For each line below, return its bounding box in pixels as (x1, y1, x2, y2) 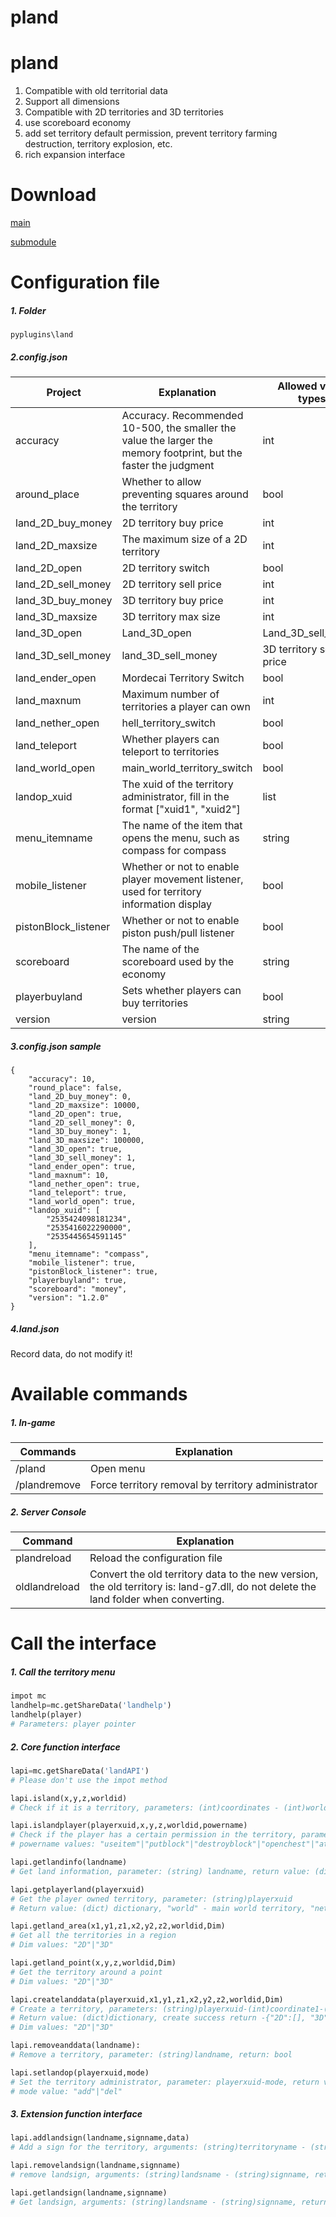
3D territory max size (121, 610, 221, 624)
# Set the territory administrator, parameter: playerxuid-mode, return (10, 2077, 320, 2087)
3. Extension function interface (10, 2108, 143, 2120)
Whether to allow (121, 475, 202, 489)
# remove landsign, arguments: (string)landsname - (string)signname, (10, 2170, 311, 2180)
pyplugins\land (10, 330, 74, 340)
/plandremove (15, 1478, 82, 1492)
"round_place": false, (28, 1083, 123, 1093)
